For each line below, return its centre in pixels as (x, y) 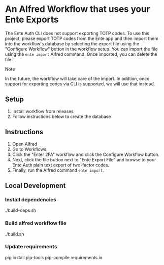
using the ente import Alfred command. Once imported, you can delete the (81, 54)
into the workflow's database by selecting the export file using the (72, 43)
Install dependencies (31, 199)
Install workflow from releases (43, 111)
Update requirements (31, 247)
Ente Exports (32, 19)
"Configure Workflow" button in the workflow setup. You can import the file (82, 49)
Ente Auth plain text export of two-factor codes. (61, 165)
